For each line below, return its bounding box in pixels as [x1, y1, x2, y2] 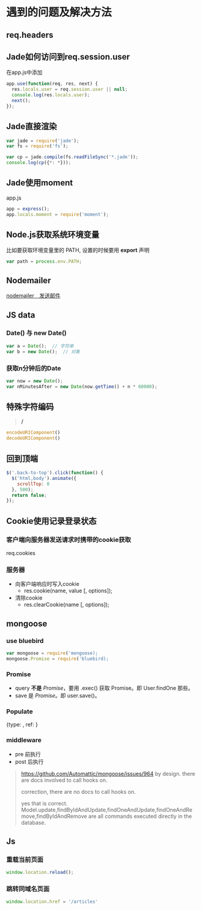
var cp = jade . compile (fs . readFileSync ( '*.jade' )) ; [6, 154, 138, 160]
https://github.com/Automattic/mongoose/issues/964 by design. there [20, 770, 196, 777]
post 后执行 [14, 758, 44, 765]
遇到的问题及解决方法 [6, 5, 113, 19]
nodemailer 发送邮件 [6, 292, 61, 300]
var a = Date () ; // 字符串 [6, 343, 74, 349]
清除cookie [14, 594, 43, 601]
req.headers [6, 29, 54, 40]
